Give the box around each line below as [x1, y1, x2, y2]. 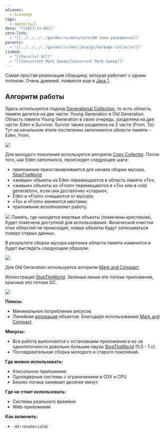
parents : [5, 40, 23, 45]
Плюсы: [5, 299, 23, 305]
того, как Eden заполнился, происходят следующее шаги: [5, 157, 129, 163]
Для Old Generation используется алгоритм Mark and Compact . [5, 264, 140, 270]
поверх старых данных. [5, 230, 56, 236]
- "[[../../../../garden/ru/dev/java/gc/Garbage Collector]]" [9, 45, 142, 50]
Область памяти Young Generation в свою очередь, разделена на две [5, 116, 154, 122]
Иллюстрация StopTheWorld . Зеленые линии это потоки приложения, [5, 274, 154, 280]
